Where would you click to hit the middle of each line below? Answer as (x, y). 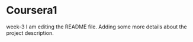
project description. (30, 33)
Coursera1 (32, 10)
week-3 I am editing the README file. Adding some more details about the (97, 27)
